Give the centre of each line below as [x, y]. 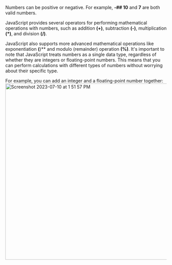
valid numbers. [21, 13]
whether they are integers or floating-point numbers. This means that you [83, 60]
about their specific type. [32, 71]
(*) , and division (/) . [26, 34]
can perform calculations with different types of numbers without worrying [84, 65]
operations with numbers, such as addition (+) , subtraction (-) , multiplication [86, 28]
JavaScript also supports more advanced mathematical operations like [80, 44]
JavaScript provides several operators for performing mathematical [76, 23]
